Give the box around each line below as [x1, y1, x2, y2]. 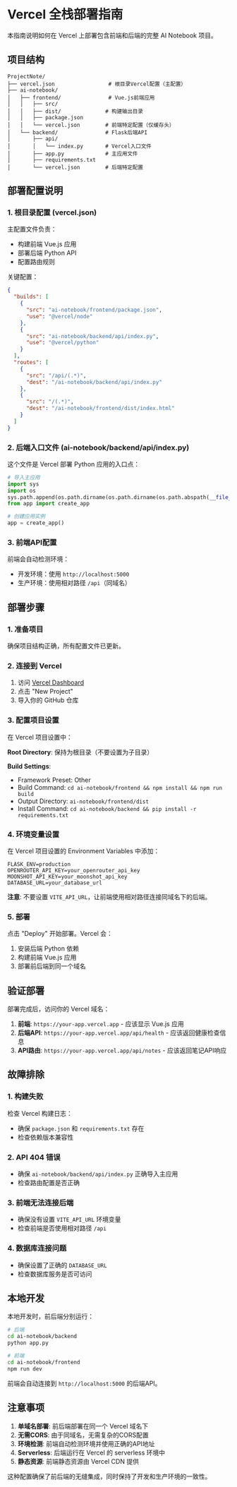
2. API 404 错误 [7, 1152, 61, 1162]
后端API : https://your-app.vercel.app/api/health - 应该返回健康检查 [17, 1028, 220, 1037]
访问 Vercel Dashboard [17, 678, 85, 687]
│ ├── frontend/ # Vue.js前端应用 [7, 94, 155, 101]
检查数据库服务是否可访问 [17, 1270, 92, 1278]
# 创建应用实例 [7, 513, 46, 520]
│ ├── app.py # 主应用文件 [7, 150, 138, 157]
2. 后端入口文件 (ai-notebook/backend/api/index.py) [7, 443, 190, 452]
